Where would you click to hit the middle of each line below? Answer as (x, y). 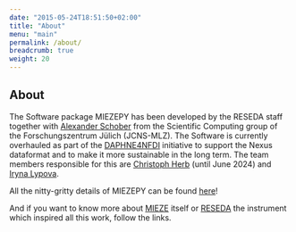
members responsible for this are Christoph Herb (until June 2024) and (140, 164)
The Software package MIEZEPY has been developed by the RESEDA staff (146, 116)
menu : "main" (34, 34)
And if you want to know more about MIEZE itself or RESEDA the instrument (148, 208)
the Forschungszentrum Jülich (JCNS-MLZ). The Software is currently (139, 136)
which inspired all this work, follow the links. (90, 217)
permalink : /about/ (46, 42)
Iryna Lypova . (34, 173)
